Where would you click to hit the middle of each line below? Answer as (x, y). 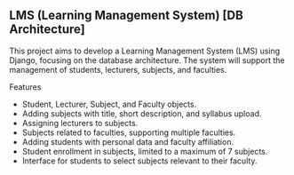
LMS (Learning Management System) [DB (127, 16)
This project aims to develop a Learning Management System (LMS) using (145, 51)
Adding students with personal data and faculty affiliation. (127, 141)
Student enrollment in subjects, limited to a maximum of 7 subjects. (145, 151)
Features (25, 87)
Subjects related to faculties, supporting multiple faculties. (129, 132)
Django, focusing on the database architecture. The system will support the (147, 60)
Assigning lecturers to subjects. (80, 123)
